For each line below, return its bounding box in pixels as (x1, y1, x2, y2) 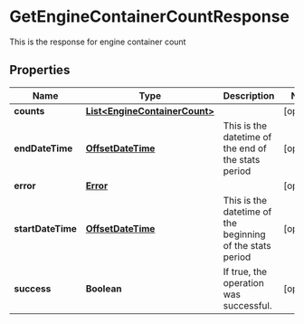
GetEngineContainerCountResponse (9, 6, 290, 27)
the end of (223, 142, 267, 155)
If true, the (223, 265, 268, 278)
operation (223, 276, 264, 289)
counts (14, 104, 45, 117)
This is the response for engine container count (9, 36, 186, 47)
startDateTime (14, 222, 77, 234)
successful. (223, 299, 272, 311)
